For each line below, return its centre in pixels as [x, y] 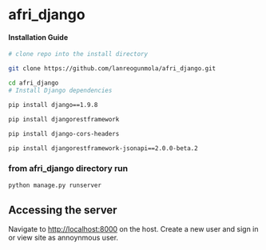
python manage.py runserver [55, 185]
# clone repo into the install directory [78, 54]
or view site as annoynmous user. [63, 238]
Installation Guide [38, 37]
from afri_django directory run [68, 169]
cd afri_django [34, 83]
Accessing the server [63, 210]
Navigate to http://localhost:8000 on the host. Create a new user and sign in [133, 229]
